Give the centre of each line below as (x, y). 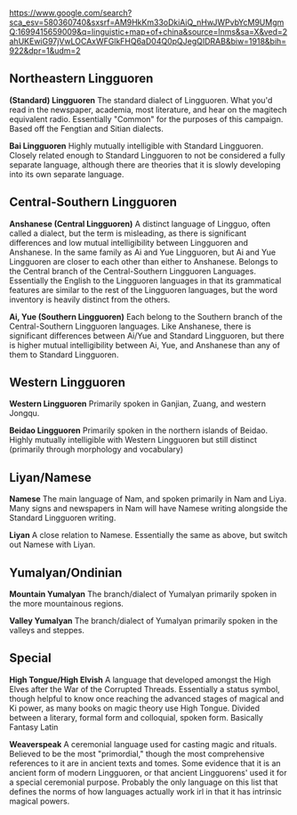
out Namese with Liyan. (52, 545)
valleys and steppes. (47, 631)
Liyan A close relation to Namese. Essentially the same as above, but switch (148, 535)
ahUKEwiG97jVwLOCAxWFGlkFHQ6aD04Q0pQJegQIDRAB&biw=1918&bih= (148, 41)
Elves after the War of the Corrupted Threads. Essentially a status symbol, (144, 689)
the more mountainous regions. (67, 604)
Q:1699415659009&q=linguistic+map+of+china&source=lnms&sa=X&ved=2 (148, 32)
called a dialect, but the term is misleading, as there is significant (128, 233)
